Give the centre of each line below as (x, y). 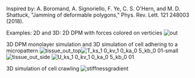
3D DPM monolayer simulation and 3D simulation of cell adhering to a (92, 44)
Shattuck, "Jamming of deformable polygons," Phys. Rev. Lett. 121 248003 (98, 15)
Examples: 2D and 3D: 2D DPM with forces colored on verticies (84, 33)
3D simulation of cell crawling (43, 68)
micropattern (22, 51)
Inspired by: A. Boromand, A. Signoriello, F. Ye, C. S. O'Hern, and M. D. (93, 9)
